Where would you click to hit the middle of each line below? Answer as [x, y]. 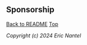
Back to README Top [32, 24]
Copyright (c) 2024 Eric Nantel [44, 36]
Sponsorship [30, 10]
